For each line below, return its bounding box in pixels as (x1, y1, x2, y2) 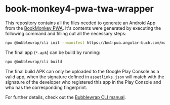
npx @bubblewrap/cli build (5, 59, 62, 64)
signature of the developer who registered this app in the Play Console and (5, 79, 161, 85)
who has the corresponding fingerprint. (5, 84, 88, 90)
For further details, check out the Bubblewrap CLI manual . (5, 94, 126, 100)
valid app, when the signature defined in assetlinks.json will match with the (5, 74, 164, 80)
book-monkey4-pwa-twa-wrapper (5, 3, 154, 15)
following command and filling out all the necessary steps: (5, 30, 126, 36)
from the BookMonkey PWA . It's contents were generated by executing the (5, 25, 161, 31)
